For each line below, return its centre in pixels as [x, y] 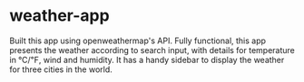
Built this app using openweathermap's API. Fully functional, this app [137, 41]
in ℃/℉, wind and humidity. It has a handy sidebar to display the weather [147, 59]
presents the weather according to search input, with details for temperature [152, 50]
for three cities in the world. [61, 69]
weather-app [60, 16]
